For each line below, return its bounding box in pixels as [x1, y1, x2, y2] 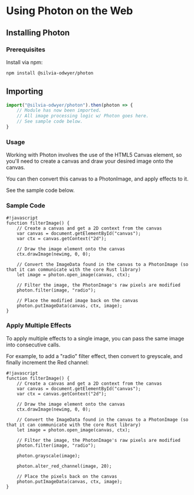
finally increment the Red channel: [6, 359, 90, 366]
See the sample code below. [6, 187, 75, 194]
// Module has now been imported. [17, 107, 101, 113]
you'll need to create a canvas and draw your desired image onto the [6, 158, 173, 165]
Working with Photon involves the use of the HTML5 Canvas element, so [6, 152, 182, 159]
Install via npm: [6, 58, 43, 65]
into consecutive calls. [6, 341, 61, 348]
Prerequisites [6, 45, 45, 54]
